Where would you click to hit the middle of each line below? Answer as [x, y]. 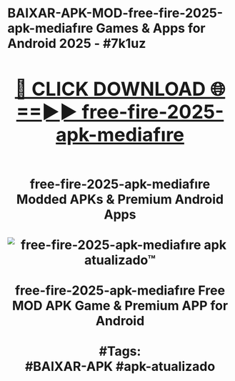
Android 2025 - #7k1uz [77, 44]
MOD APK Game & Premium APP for [120, 306]
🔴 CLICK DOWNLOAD [110, 89]
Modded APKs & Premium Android [120, 199]
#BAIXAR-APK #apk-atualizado [120, 366]
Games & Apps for [151, 28]
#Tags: [120, 351]
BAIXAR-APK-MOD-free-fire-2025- [115, 13]
